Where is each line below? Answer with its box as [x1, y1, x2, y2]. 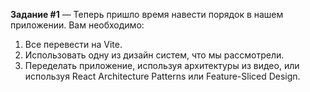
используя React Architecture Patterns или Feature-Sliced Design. [24, 70, 301, 82]
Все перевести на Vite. [24, 39, 123, 50]
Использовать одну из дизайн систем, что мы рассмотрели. [24, 49, 285, 61]
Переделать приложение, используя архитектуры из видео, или [24, 60, 300, 71]
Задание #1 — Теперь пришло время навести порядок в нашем [10, 9, 284, 20]
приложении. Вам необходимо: [10, 19, 145, 31]
